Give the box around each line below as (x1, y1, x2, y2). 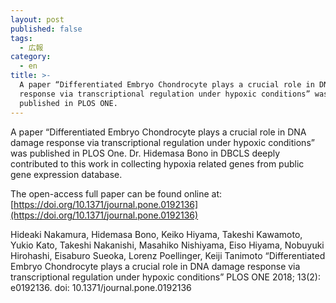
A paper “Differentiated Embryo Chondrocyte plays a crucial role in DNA (10, 126, 307, 138)
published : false (10, 24, 83, 34)
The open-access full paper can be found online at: (10, 187, 223, 200)
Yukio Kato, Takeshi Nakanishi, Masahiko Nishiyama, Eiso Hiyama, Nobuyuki (10, 239, 325, 251)
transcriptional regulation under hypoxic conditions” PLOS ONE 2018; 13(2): (10, 271, 321, 283)
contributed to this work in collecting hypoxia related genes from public (10, 157, 305, 170)
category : (10, 52, 52, 62)
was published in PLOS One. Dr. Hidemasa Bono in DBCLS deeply (10, 147, 281, 159)
